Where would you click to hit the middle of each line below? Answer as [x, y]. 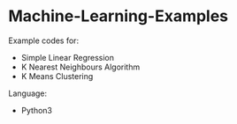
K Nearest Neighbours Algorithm [80, 67]
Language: [28, 93]
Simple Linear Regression [68, 57]
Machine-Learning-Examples [119, 16]
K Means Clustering [57, 76]
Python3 [36, 110]
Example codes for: [44, 40]
